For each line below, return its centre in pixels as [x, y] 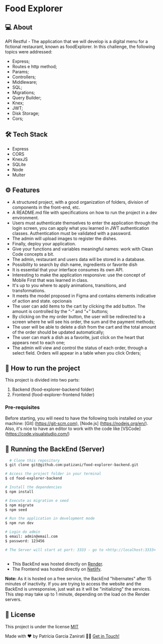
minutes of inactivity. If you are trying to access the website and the [73, 584]
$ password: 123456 [25, 541]
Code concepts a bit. [33, 254]
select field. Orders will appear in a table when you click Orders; [77, 353]
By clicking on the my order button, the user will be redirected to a [79, 316]
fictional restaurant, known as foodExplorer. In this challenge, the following [80, 47]
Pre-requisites [22, 407]
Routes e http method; [34, 66]
